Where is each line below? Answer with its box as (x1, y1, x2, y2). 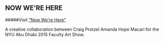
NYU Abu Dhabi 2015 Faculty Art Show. (5, 31, 85, 37)
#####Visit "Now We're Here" (5, 17, 66, 22)
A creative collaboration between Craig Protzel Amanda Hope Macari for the (5, 26, 160, 32)
